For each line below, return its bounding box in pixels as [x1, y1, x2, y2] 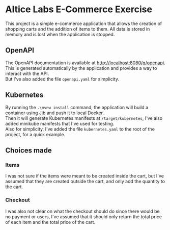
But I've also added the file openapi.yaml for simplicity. [5, 75, 120, 82]
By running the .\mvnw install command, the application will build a [5, 104, 149, 110]
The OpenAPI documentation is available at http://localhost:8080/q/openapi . [5, 60, 165, 66]
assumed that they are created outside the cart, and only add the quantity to [5, 178, 165, 185]
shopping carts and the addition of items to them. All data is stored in [5, 25, 150, 32]
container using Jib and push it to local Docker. [5, 110, 104, 116]
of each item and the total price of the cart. [5, 219, 96, 225]
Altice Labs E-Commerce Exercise [5, 4, 153, 15]
